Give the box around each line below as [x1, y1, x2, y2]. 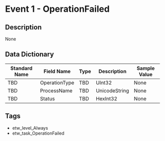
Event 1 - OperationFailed [5, 3, 110, 15]
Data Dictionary [5, 50, 54, 58]
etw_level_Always [12, 125, 48, 131]
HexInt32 [95, 95, 118, 102]
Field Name [43, 68, 71, 75]
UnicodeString [95, 87, 129, 94]
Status [40, 95, 55, 102]
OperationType [40, 79, 75, 86]
